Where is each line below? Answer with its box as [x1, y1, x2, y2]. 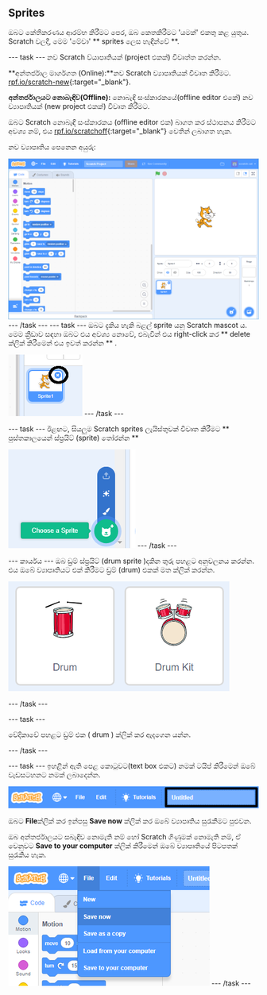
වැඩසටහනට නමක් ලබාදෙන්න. [8, 770, 101, 780]
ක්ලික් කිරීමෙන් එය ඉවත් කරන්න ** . [8, 338, 118, 348]
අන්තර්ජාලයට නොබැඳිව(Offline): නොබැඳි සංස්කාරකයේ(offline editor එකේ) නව [8, 92, 253, 102]
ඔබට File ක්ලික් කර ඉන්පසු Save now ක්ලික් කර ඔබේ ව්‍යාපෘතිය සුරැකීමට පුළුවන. [8, 816, 252, 826]
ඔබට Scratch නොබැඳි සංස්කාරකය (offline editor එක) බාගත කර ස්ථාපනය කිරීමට [8, 117, 257, 126]
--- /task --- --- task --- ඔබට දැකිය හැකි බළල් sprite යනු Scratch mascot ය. [8, 321, 248, 330]
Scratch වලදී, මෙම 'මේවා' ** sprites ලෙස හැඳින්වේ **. [8, 36, 180, 46]
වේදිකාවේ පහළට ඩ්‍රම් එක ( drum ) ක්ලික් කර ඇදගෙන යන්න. [8, 730, 192, 739]
